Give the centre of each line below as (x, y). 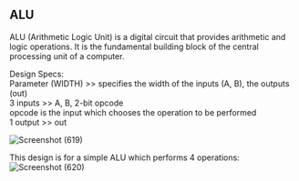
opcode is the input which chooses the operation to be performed (133, 112)
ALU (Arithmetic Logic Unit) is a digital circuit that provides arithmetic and (148, 36)
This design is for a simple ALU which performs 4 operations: (124, 157)
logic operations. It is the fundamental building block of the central (134, 46)
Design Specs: (36, 74)
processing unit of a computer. (67, 56)
